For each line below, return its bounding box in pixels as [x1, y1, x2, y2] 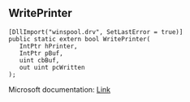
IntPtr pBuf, [19, 49, 63, 57]
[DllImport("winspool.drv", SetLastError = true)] [8, 28, 184, 36]
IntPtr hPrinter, [19, 42, 79, 50]
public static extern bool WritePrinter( [8, 35, 151, 43]
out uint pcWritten [19, 63, 85, 71]
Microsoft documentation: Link [8, 84, 111, 94]
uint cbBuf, [19, 56, 60, 64]
